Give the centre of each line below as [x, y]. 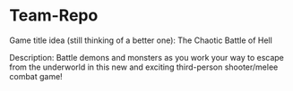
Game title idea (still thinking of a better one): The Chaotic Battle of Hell [141, 40]
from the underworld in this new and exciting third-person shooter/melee [144, 67]
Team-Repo [54, 16]
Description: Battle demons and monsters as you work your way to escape [147, 57]
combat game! [36, 76]
